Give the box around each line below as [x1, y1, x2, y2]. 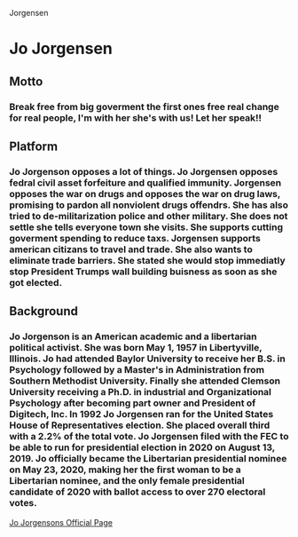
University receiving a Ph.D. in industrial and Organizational [9, 386, 272, 399]
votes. [9, 497, 37, 509]
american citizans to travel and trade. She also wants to [9, 243, 253, 256]
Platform [9, 138, 59, 154]
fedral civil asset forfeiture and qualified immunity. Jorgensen [9, 177, 282, 189]
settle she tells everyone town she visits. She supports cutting [9, 221, 284, 233]
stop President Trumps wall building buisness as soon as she [9, 265, 278, 278]
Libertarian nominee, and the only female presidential [9, 475, 246, 487]
